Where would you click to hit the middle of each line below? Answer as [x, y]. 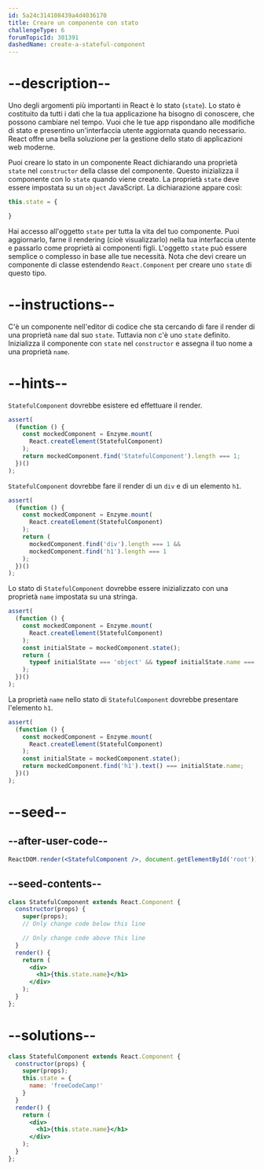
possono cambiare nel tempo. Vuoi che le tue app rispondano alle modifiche [132, 122]
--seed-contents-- [55, 884]
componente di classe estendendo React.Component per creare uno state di [130, 264]
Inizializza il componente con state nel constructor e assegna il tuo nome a [130, 343]
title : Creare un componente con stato [73, 23]
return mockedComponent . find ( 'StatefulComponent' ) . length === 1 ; [132, 456]
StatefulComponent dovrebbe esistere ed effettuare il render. [105, 405]
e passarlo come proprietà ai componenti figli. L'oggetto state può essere [128, 248]
